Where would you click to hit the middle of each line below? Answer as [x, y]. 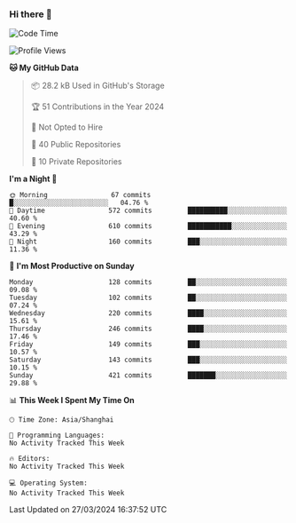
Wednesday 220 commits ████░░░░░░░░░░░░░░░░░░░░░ [148, 313]
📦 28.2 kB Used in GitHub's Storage [98, 86]
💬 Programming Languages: [57, 436]
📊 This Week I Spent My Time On [72, 400]
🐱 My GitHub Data [44, 68]
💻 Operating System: [49, 483]
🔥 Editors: [30, 459]
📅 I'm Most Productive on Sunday [72, 266]
